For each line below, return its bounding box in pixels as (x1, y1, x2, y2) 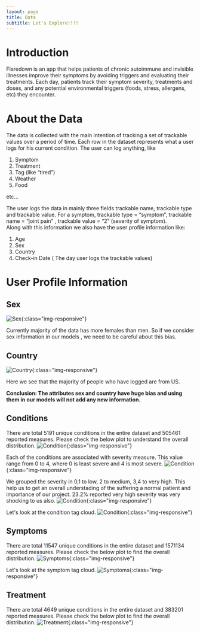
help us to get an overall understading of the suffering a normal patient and (6, 484, 191, 491)
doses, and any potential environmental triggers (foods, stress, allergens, (6, 84, 186, 92)
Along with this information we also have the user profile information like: (6, 224, 186, 231)
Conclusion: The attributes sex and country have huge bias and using (6, 390, 183, 397)
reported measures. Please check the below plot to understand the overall (6, 436, 189, 443)
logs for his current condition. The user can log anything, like (6, 144, 156, 152)
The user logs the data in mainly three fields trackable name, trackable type (6, 205, 192, 212)
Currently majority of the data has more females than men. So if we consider (6, 327, 195, 334)
